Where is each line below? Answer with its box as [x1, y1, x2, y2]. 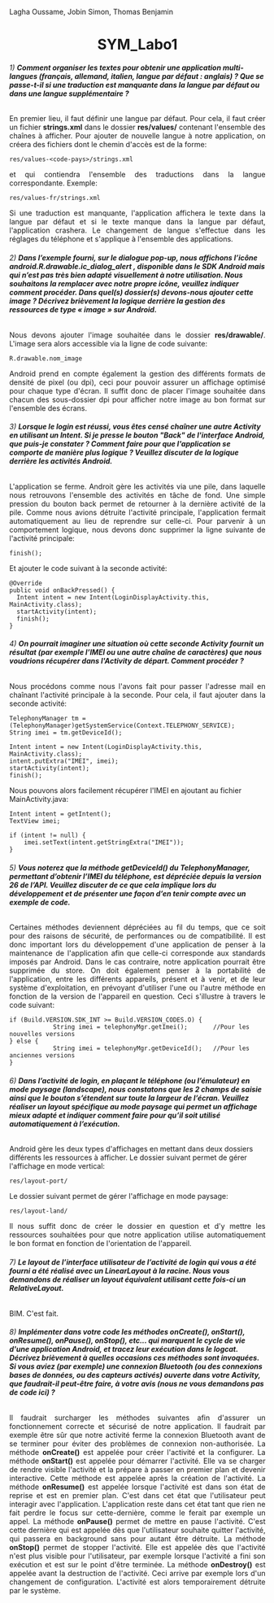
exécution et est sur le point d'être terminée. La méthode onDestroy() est [9, 1559, 266, 1569]
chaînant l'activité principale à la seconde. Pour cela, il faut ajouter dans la [9, 690, 266, 699]
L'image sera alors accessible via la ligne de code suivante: [9, 338, 208, 348]
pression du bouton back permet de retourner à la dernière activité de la [9, 499, 266, 508]
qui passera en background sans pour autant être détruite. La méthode [9, 1533, 266, 1544]
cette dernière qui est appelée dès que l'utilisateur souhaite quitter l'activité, [9, 1525, 266, 1535]
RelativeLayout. [9, 1283, 64, 1292]
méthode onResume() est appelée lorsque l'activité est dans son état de [9, 1482, 266, 1492]
